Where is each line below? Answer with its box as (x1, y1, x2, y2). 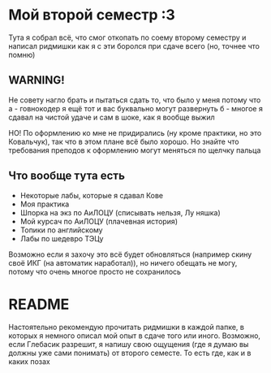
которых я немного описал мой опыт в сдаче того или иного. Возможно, (8, 331, 261, 340)
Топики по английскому (19, 225, 103, 235)
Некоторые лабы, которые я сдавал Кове (19, 190, 164, 200)
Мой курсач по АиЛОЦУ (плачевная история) (19, 216, 179, 226)
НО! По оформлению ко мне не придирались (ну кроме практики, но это (8, 128, 262, 137)
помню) (8, 50, 36, 59)
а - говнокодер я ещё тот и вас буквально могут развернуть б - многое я (8, 103, 264, 113)
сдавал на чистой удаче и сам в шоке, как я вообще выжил (8, 112, 215, 122)
